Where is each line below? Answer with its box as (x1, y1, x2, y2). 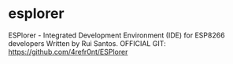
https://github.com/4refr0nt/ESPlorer (8, 47, 128, 56)
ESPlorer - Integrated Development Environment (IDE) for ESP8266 (8, 30, 226, 40)
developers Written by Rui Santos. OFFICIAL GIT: (8, 38, 167, 48)
